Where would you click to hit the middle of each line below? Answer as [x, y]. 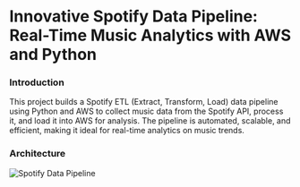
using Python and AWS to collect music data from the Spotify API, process [146, 111]
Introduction [37, 82]
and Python [53, 55]
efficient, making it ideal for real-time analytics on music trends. [127, 131]
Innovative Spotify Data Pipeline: [133, 17]
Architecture [38, 154]
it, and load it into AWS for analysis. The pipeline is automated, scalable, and [150, 121]
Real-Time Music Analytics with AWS [150, 35]
